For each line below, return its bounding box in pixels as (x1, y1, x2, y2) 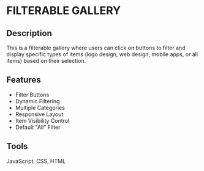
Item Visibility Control (15, 117, 70, 124)
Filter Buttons (15, 91, 50, 98)
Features (6, 75, 41, 85)
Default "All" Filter (15, 123, 61, 131)
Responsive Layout (15, 111, 64, 118)
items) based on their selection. (6, 57, 86, 64)
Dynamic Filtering (15, 97, 60, 104)
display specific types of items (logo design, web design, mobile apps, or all (6, 51, 198, 58)
